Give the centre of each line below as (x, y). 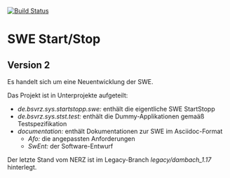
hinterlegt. (22, 167)
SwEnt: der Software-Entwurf (70, 146)
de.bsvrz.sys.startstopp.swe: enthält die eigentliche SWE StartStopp (116, 109)
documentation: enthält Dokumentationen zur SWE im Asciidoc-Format (120, 131)
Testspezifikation (42, 124)
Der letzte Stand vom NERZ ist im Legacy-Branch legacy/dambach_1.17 (109, 160)
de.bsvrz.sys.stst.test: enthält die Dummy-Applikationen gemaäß (111, 116)
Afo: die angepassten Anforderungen (81, 139)
